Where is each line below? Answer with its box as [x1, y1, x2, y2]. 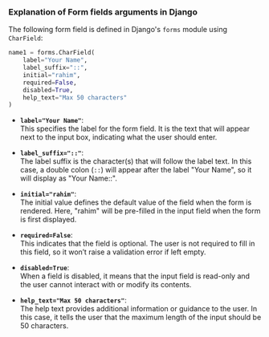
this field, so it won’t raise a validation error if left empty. [19, 247, 206, 257]
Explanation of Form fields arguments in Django [8, 6, 198, 18]
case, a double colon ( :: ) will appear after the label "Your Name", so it [19, 165, 252, 175]
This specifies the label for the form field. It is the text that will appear [19, 124, 251, 134]
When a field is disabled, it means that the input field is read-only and [19, 271, 251, 281]
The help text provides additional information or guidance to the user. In [19, 304, 258, 314]
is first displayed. [19, 215, 77, 225]
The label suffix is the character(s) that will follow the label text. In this [19, 156, 252, 166]
